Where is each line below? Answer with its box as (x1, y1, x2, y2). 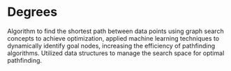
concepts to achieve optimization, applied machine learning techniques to (7, 34, 220, 42)
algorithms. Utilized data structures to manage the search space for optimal (7, 49, 225, 57)
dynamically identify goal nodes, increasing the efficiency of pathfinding (7, 41, 216, 50)
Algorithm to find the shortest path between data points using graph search (7, 27, 225, 35)
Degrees (7, 4, 58, 20)
